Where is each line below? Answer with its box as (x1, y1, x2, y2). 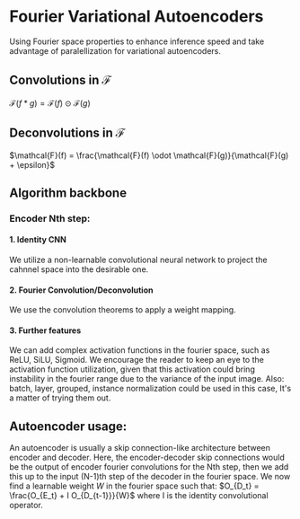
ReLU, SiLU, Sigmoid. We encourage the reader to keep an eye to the (9, 355, 265, 365)
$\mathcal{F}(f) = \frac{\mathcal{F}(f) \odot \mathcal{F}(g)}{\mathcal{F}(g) (9, 150, 289, 161)
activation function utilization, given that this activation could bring (9, 364, 256, 374)
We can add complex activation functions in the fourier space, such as (9, 345, 270, 356)
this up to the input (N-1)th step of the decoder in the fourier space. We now (9, 471, 291, 482)
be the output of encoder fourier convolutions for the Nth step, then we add (9, 462, 289, 472)
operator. (9, 500, 43, 511)
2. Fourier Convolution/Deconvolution (9, 285, 154, 295)
